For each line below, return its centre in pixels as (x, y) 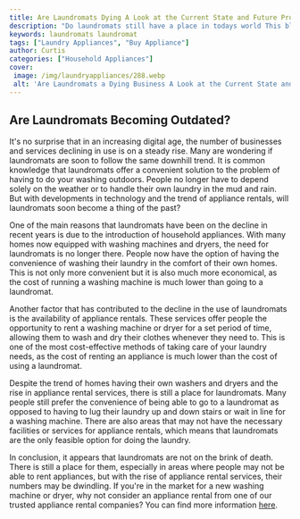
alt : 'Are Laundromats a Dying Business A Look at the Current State (145, 84)
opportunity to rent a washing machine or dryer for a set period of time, (141, 328)
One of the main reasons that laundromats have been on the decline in (138, 225)
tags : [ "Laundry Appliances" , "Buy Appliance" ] (100, 42)
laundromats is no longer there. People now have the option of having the (144, 254)
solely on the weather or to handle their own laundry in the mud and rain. (143, 189)
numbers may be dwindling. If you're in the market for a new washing (137, 486)
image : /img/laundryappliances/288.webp (89, 76)
